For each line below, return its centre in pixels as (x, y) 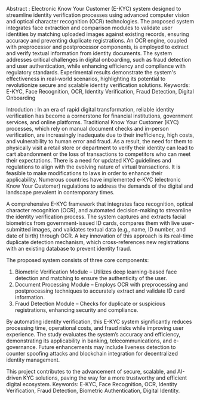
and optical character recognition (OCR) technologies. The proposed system (100, 21)
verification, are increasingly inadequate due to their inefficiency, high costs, (100, 135)
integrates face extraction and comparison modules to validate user (90, 28)
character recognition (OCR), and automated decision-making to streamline (99, 210)
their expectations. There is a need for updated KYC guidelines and (89, 160)
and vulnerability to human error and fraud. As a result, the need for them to (99, 141)
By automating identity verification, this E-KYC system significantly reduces (99, 321)
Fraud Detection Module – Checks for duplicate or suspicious (90, 303)
